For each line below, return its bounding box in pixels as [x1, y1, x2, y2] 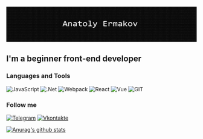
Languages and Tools [6, 72, 71, 80]
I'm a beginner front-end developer [6, 54, 142, 64]
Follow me [6, 100, 37, 109]
